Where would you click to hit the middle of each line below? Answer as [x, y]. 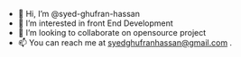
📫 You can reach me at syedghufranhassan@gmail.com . [125, 43]
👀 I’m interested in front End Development [95, 23]
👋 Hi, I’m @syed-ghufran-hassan [79, 14]
